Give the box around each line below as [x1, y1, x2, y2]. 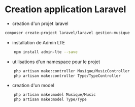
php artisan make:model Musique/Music [14, 92, 96, 97]
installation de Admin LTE [12, 39, 65, 45]
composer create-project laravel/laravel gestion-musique [5, 30, 130, 35]
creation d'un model [12, 83, 54, 89]
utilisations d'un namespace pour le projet [12, 59, 100, 65]
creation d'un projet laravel [12, 20, 69, 26]
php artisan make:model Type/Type [14, 97, 87, 102]
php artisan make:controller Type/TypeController [14, 73, 121, 78]
